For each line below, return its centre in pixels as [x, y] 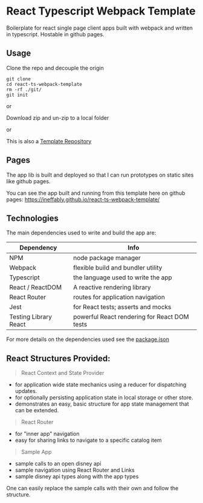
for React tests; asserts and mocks [122, 307]
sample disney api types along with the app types [77, 476]
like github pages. [28, 181]
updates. [26, 391]
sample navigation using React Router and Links [75, 470]
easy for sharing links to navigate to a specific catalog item [88, 440]
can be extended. [37, 411]
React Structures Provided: [58, 358]
